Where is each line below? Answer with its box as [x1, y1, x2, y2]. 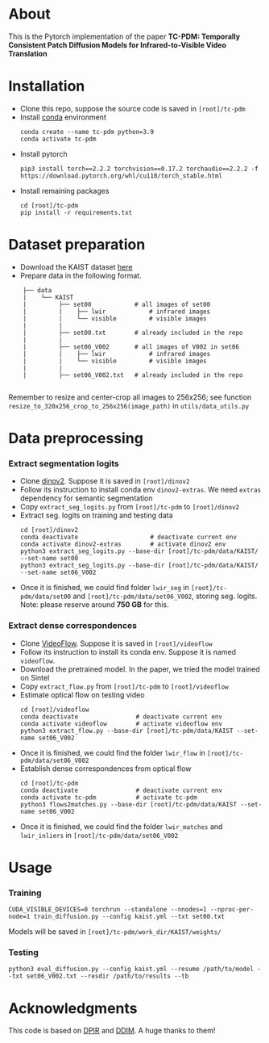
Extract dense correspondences [8, 620, 138, 631]
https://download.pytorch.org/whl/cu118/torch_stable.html [19, 171, 223, 180]
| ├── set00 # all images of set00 [23, 300, 211, 308]
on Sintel [19, 672, 50, 682]
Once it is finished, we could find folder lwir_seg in [19, 583, 189, 593]
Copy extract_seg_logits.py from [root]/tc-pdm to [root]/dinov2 [19, 502, 240, 512]
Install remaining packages [19, 186, 110, 195]
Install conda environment [19, 112, 106, 122]
